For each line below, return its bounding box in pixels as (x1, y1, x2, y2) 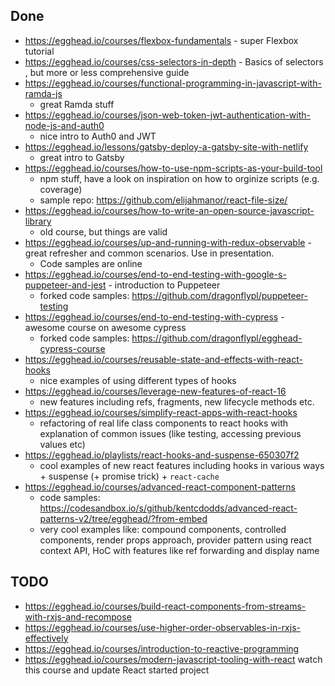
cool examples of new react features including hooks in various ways (39, 459, 325, 471)
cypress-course (39, 342, 106, 354)
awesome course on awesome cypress (24, 321, 187, 333)
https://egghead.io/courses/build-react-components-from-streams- (24, 600, 307, 612)
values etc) (39, 438, 86, 450)
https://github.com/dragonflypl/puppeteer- (131, 289, 308, 301)
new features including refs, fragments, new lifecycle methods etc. (39, 395, 315, 408)
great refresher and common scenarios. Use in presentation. (24, 247, 275, 259)
